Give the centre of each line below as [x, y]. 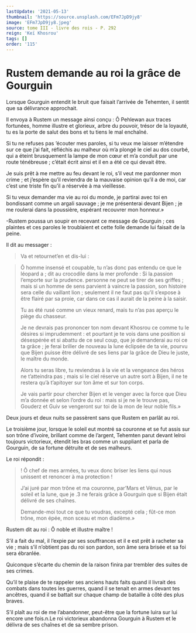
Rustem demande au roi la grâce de [93, 73]
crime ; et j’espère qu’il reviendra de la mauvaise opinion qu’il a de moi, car [96, 179]
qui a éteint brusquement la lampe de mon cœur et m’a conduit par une [92, 155]
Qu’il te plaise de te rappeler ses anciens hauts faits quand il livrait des [91, 582]
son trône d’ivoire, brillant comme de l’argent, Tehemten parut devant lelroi [96, 435]
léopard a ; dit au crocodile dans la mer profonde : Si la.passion [97, 274]
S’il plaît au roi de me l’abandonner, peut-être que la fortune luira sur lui [92, 612]
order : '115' [22, 45]
